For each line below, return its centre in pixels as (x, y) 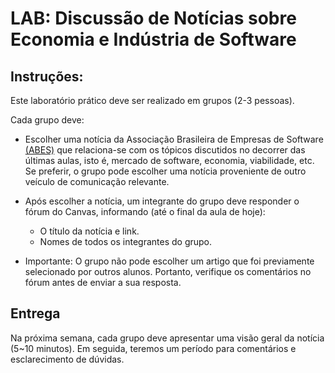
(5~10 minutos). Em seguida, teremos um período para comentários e (153, 348)
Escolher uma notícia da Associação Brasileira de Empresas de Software (174, 139)
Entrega (35, 313)
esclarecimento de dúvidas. (67, 359)
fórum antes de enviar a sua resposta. (103, 282)
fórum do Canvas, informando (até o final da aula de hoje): (145, 211)
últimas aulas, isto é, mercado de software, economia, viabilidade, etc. (169, 160)
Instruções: (47, 76)
